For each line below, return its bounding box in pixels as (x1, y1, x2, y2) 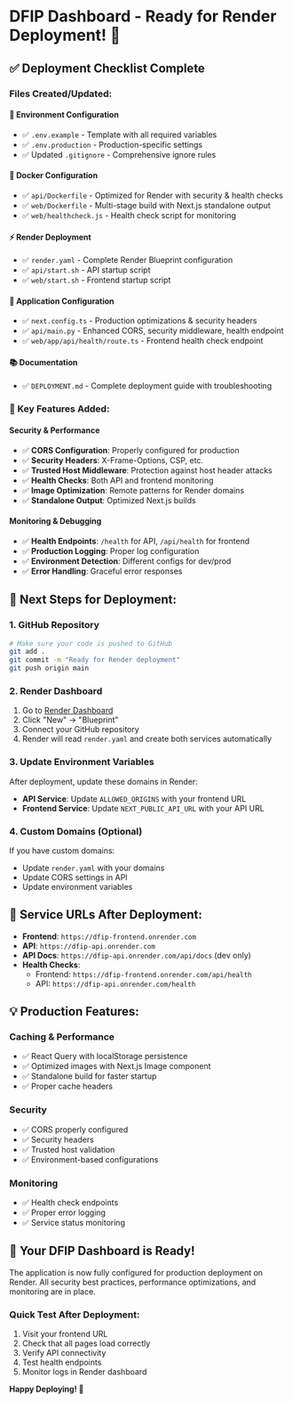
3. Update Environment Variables (9, 755, 154, 768)
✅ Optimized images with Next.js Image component (21, 1061, 211, 1072)
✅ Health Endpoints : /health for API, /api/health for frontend (21, 535, 250, 546)
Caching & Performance (9, 1031, 115, 1043)
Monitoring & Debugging (9, 516, 102, 526)
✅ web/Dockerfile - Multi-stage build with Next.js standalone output (21, 200, 271, 210)
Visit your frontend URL (21, 1329, 108, 1340)
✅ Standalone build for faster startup (21, 1071, 157, 1081)
